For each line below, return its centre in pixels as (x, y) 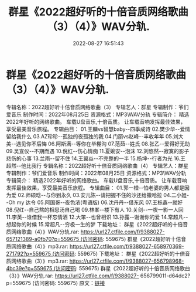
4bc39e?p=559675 (29, 268)
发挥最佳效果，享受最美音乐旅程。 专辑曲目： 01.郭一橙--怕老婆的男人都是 (95, 188)
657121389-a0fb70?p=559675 (43, 239)
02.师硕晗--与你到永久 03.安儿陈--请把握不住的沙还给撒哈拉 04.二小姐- (103, 195)
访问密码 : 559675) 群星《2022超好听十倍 (132, 239)
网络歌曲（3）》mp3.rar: (39, 261)
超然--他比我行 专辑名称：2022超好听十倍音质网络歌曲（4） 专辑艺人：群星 (97, 165)
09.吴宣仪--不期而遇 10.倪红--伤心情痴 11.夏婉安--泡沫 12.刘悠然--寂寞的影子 (98, 151)
